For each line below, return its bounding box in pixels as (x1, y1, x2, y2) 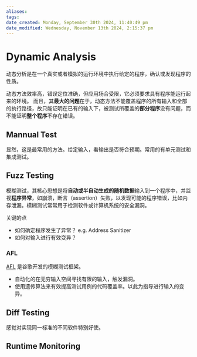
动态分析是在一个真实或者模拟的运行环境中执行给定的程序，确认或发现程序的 (6, 70, 191, 78)
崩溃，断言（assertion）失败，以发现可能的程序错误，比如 (42, 194, 183, 201)
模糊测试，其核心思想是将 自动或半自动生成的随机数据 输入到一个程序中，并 (6, 187, 186, 194)
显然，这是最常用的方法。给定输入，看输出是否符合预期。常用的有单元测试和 (6, 146, 191, 153)
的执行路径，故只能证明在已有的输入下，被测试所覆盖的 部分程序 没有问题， (6, 105, 186, 112)
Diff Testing (6, 308, 50, 318)
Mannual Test (6, 130, 57, 140)
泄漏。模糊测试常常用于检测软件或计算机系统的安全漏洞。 (11, 201, 150, 208)
